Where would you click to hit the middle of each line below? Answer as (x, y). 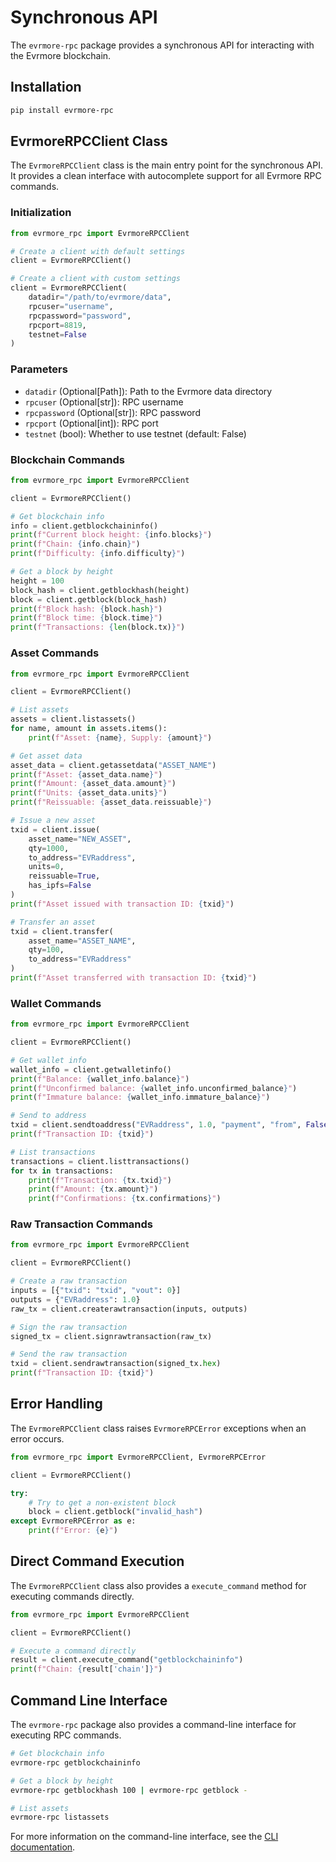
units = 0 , (46, 867)
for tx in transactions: (62, 1171)
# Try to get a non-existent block (102, 1502)
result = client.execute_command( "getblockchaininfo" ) (127, 1660)
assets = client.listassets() (73, 719)
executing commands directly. (72, 1596)
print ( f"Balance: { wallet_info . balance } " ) (100, 1079)
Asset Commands (55, 653)
